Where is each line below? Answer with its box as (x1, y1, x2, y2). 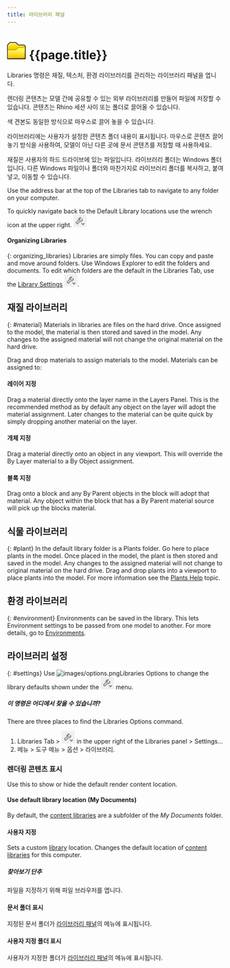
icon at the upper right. (7, 220, 72, 229)
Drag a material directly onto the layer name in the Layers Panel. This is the (7, 395, 220, 403)
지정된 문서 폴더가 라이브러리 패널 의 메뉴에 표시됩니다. (7, 920, 152, 928)
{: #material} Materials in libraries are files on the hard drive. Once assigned (7, 320, 221, 328)
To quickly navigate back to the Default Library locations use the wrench (7, 207, 213, 215)
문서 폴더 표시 (7, 903, 43, 912)
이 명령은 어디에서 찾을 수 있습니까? (7, 699, 101, 708)
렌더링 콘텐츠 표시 (7, 764, 63, 774)
